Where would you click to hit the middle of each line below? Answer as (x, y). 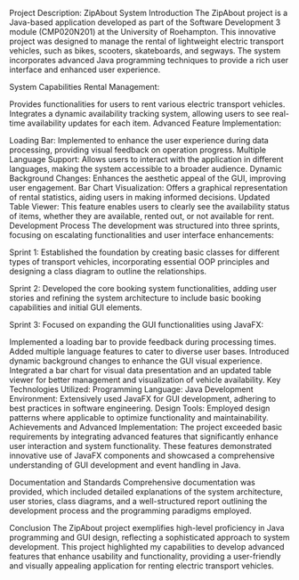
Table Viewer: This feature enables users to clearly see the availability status (149, 207)
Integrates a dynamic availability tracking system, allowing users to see (140, 114)
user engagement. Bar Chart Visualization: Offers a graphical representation (148, 188)
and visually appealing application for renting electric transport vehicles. (141, 566)
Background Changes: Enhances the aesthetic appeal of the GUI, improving (148, 178)
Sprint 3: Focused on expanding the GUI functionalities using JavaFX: (137, 325)
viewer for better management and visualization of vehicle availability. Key (145, 380)
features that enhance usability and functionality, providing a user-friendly (145, 556)
